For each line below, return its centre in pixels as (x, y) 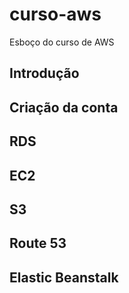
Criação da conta (64, 107)
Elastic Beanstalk (64, 277)
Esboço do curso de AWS (62, 42)
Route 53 (38, 243)
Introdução (44, 73)
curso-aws (55, 14)
